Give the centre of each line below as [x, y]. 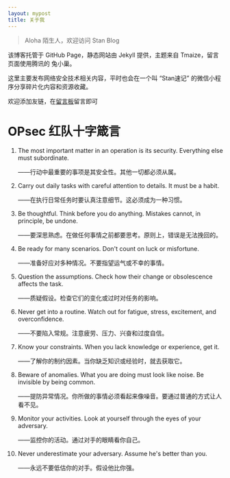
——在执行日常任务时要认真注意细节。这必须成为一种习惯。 [102, 200]
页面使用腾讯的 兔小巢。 [42, 63]
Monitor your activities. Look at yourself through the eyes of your [109, 418]
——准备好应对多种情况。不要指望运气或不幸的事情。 [93, 263]
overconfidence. [41, 319]
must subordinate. [43, 158]
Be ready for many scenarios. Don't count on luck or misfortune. [108, 249]
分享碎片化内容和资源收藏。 [52, 86]
